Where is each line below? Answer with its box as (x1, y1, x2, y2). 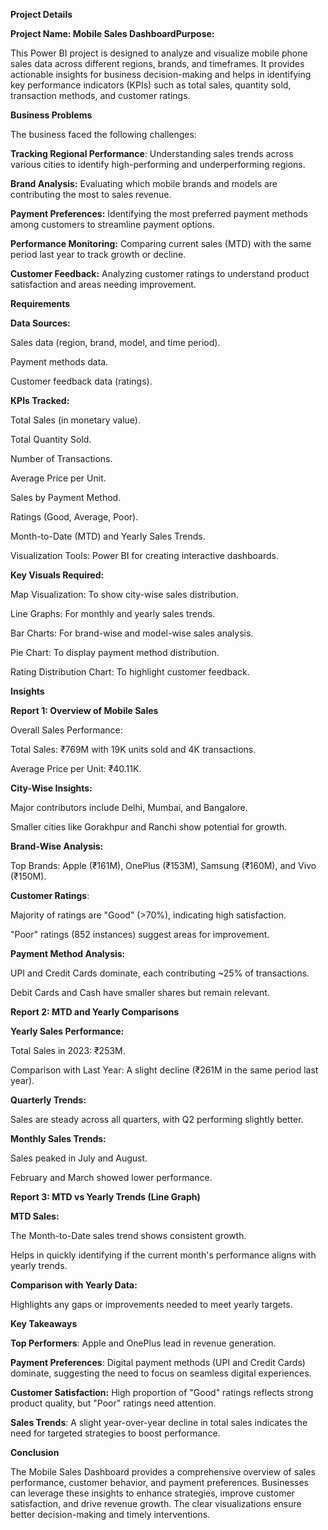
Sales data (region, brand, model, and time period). (10, 337, 221, 348)
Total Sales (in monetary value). (10, 414, 141, 426)
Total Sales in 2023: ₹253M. (10, 1045, 126, 1056)
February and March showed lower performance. (10, 1172, 213, 1183)
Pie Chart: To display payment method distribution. (10, 647, 220, 658)
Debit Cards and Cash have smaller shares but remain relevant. (10, 987, 270, 998)
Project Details (10, 9, 73, 20)
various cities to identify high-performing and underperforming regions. (10, 159, 306, 170)
